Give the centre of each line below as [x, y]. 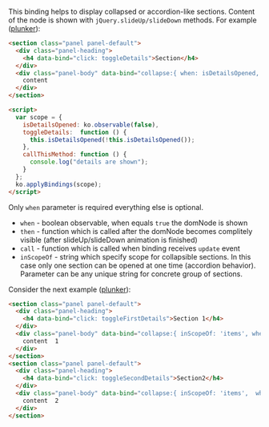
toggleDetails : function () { [75, 132]
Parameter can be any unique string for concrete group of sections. [131, 274]
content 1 [41, 341]
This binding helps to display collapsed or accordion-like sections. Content [132, 12]
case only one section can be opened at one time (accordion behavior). [138, 265]
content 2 [41, 401]
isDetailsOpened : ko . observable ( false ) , [91, 125]
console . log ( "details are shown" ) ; [89, 162]
